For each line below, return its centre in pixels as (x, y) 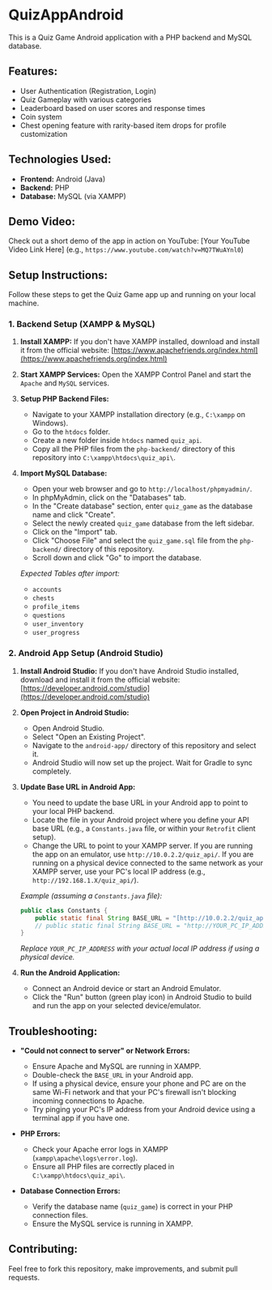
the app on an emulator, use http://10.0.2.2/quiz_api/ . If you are (143, 854)
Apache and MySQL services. (64, 383)
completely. (51, 771)
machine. (24, 303)
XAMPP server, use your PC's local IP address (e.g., (119, 871)
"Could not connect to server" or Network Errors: (105, 1051)
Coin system (41, 117)
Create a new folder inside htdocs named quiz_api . (117, 441)
